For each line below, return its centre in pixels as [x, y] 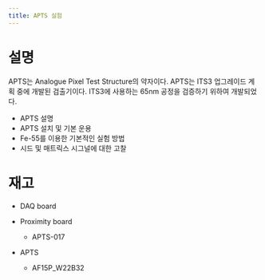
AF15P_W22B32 [58, 267]
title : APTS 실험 [35, 16]
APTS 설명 [37, 118]
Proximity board [46, 221]
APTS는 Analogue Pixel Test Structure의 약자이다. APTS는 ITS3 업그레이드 [127, 81]
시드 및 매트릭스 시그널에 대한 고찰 [73, 148]
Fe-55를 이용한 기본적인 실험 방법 [72, 138]
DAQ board [38, 206]
